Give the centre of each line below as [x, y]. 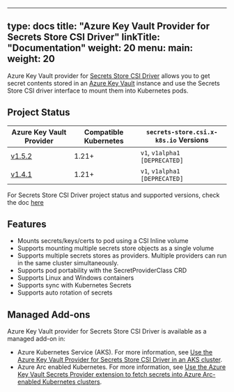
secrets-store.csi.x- [182, 132]
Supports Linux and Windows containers [76, 278]
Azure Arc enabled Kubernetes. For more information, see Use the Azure [122, 367]
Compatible [104, 132]
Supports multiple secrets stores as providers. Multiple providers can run [122, 256]
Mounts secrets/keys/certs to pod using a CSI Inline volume [103, 241]
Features [27, 225]
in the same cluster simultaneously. [68, 263]
